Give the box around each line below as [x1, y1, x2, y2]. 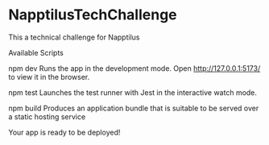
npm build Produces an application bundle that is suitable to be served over [8, 103, 259, 113]
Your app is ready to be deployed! [8, 127, 121, 137]
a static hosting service [8, 111, 86, 122]
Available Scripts [8, 48, 64, 57]
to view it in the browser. [8, 72, 90, 81]
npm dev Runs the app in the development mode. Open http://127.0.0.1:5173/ [8, 63, 261, 73]
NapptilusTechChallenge [8, 6, 177, 24]
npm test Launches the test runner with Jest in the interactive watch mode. [8, 87, 258, 97]
